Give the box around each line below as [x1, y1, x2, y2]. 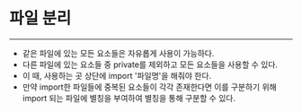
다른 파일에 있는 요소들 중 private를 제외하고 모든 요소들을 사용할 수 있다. [22, 59, 279, 70]
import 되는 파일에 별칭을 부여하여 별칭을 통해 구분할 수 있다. [22, 92, 236, 103]
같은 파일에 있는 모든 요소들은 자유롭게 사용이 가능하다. [22, 47, 215, 58]
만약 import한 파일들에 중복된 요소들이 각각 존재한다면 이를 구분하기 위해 [22, 82, 277, 92]
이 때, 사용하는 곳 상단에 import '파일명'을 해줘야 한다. [22, 70, 212, 81]
